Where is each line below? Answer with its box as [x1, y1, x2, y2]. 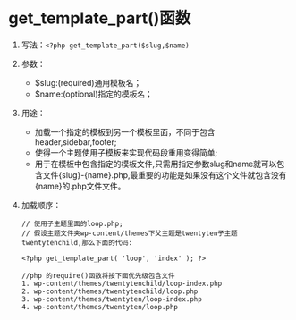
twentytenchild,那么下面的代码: [21, 238, 133, 247]
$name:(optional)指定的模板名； [34, 88, 154, 99]
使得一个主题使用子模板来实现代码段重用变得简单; [34, 147, 218, 157]
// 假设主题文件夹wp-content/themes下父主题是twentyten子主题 [21, 229, 238, 238]
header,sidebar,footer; [34, 136, 117, 147]
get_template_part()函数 [8, 8, 191, 29]
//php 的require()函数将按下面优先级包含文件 [21, 271, 175, 280]
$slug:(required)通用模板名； [34, 77, 142, 88]
